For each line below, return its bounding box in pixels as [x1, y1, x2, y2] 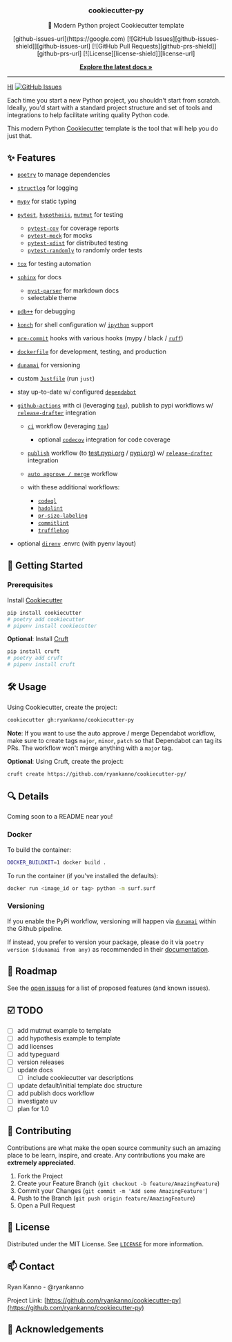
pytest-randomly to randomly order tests [27, 246, 143, 254]
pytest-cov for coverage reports [27, 224, 119, 232]
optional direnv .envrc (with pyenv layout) [17, 539, 137, 548]
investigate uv [17, 1097, 57, 1105]
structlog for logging [17, 184, 78, 192]
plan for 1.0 [17, 1105, 50, 1113]
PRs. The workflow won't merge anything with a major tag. [7, 744, 173, 752]
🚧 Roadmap [7, 966, 57, 977]
